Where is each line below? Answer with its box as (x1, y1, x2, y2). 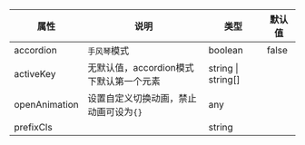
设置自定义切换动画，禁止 (87, 92, 197, 104)
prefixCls (14, 121, 53, 133)
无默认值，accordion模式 (87, 62, 195, 73)
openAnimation (14, 99, 79, 111)
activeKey (14, 68, 56, 80)
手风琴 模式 (87, 44, 130, 57)
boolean (208, 44, 243, 56)
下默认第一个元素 (87, 75, 161, 87)
